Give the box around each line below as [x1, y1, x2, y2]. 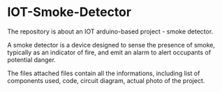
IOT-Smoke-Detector [7, 4, 131, 20]
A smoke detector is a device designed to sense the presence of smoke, [7, 40, 215, 49]
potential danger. [7, 55, 56, 63]
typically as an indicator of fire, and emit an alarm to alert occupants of [7, 48, 212, 56]
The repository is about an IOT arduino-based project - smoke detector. [7, 27, 214, 36]
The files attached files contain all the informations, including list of [7, 69, 200, 77]
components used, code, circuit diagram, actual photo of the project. [7, 76, 205, 84]
